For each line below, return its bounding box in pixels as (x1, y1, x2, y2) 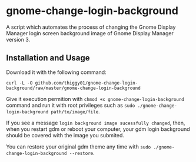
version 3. (6, 36, 31, 43)
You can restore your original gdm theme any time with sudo (6, 143, 151, 150)
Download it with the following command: (6, 69, 107, 76)
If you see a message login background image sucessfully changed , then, (6, 119, 185, 126)
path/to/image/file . (51, 107, 100, 115)
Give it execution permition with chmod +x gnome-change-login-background (6, 95, 184, 102)
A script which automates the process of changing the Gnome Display (6, 23, 176, 31)
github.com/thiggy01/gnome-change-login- (35, 80, 138, 86)
